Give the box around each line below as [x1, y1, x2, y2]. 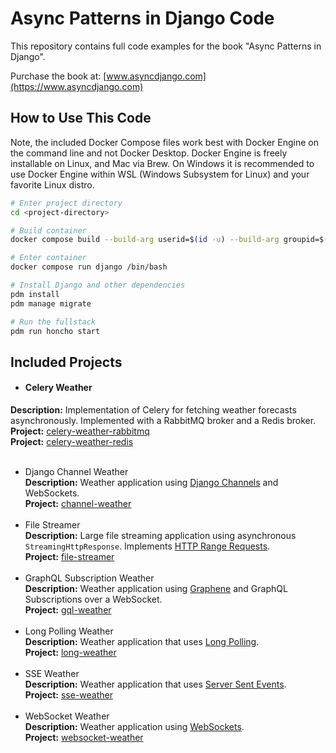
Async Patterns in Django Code [10, 7, 275, 30]
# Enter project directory [10, 198, 123, 208]
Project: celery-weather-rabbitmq [10, 425, 150, 437]
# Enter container [10, 253, 87, 263]
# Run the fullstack [10, 317, 97, 327]
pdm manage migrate [10, 298, 92, 309]
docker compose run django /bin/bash [10, 262, 168, 272]
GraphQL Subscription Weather [24, 572, 155, 584]
